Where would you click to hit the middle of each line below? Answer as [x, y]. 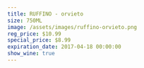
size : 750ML [25, 21]
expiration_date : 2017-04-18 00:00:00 [64, 47]
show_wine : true [31, 54]
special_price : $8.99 [39, 40]
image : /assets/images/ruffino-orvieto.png [72, 27]
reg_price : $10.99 [34, 34]
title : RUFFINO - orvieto [45, 14]
